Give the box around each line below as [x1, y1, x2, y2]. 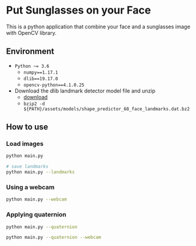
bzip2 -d [23, 101, 45, 107]
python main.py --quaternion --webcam [6, 234, 101, 241]
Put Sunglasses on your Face [6, 4, 151, 17]
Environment [6, 47, 55, 57]
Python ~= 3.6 [14, 63, 49, 69]
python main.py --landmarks [6, 169, 75, 175]
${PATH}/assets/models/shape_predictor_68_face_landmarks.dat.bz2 [23, 106, 190, 112]
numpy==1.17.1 [23, 69, 58, 76]
